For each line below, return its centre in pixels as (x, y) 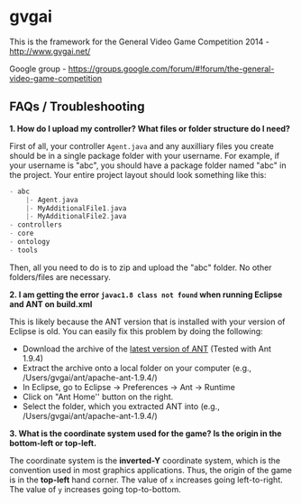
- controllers (36, 225)
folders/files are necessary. (60, 276)
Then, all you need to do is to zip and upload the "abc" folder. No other (141, 267)
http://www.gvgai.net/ (50, 51)
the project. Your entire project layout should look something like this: (138, 174)
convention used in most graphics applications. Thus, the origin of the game (151, 470)
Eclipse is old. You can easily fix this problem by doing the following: (136, 331)
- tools (24, 250)
